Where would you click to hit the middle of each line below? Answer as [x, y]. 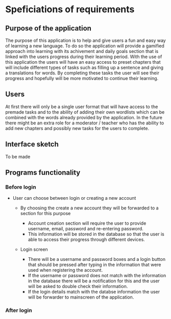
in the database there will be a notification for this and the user [94, 281]
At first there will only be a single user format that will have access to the [82, 107]
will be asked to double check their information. [78, 286]
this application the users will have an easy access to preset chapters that [83, 62]
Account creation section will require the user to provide [87, 223]
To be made [18, 156]
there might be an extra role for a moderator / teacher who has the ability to [85, 123]
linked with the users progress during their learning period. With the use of [84, 57]
